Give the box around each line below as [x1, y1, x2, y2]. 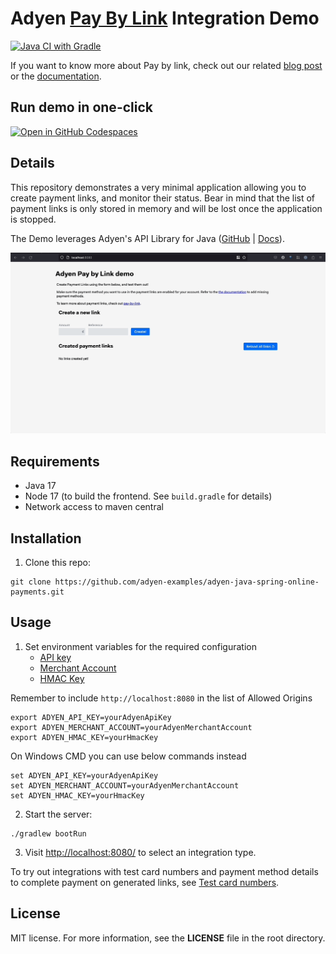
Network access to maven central [24, 501, 164, 513]
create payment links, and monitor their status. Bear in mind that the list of [10, 192, 316, 204]
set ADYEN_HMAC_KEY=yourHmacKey [10, 790, 145, 801]
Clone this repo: [24, 557, 91, 569]
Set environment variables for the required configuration [24, 640, 257, 652]
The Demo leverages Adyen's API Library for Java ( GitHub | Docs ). [10, 232, 285, 244]
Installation [10, 530, 82, 547]
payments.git [10, 587, 65, 597]
